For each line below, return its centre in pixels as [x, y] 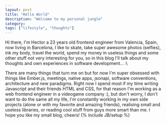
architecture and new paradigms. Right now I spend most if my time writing [82, 84]
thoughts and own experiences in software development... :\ [66, 63]
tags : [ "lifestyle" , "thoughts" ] [40, 28]
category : [15, 24]
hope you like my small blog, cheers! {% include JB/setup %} [68, 115]
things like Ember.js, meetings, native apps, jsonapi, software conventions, [81, 78]
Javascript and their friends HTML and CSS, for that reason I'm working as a [83, 89]
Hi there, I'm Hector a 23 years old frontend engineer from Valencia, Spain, [82, 42]
